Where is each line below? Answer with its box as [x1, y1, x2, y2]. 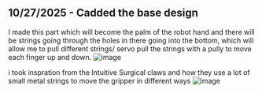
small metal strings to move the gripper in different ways [8, 76, 191, 85]
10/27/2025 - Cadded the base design [8, 6, 199, 20]
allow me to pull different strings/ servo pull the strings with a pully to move [8, 43, 252, 54]
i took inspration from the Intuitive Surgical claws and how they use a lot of [8, 67, 250, 77]
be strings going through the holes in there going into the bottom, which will [8, 35, 254, 45]
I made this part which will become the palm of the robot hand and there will [8, 27, 255, 36]
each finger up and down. [8, 52, 92, 61]
